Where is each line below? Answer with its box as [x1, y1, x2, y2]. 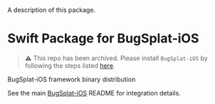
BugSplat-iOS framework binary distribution [7, 75, 136, 83]
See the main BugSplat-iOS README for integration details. [7, 89, 182, 98]
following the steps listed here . [24, 62, 115, 70]
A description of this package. [7, 6, 96, 14]
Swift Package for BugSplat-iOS [7, 30, 199, 47]
